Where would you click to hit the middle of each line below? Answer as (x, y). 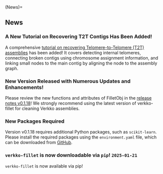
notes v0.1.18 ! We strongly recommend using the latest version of (71, 103)
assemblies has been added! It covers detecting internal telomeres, (73, 52)
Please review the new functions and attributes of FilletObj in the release (79, 98)
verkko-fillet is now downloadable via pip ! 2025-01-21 (71, 155)
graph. (12, 68)
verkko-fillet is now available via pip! (44, 166)
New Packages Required (35, 121)
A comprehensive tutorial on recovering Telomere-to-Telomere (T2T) (75, 47)
